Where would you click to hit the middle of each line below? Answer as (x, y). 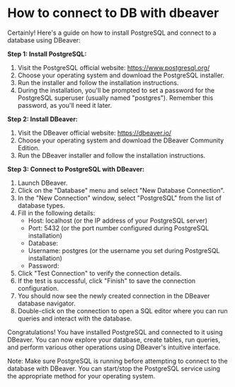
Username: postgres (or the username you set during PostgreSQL (124, 250)
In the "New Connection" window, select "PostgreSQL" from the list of (119, 198)
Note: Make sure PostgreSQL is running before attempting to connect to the (117, 361)
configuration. (38, 288)
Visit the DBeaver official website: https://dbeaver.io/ (94, 133)
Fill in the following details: (56, 213)
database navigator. (46, 303)
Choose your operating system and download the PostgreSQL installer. (121, 75)
